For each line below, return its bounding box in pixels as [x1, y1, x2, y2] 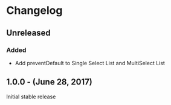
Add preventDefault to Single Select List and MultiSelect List [15, 59, 165, 66]
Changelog [6, 4, 63, 17]
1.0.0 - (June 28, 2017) [6, 77, 92, 87]
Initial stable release [6, 93, 56, 100]
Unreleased [6, 28, 51, 38]
